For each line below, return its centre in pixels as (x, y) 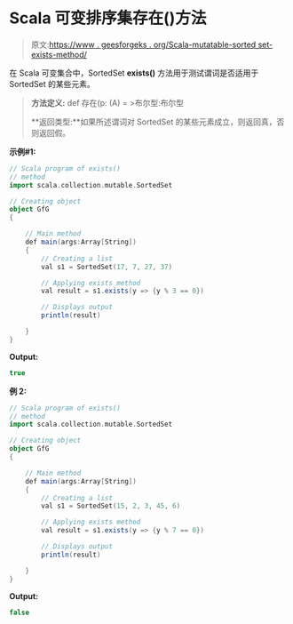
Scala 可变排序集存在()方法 (108, 18)
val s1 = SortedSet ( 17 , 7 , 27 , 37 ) (107, 267)
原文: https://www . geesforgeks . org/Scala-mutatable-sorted (143, 44)
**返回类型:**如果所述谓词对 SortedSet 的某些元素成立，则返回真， (154, 122)
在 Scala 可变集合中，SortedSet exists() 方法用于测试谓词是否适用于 (134, 73)
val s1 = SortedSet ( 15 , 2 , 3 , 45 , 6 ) (111, 506)
